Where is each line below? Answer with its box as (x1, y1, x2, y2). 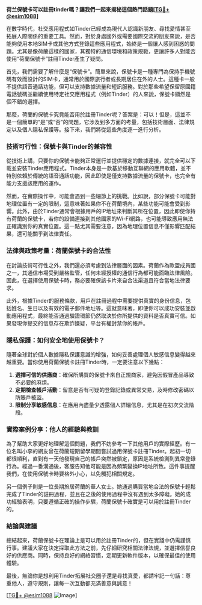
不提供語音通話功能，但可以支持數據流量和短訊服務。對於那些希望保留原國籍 (6, 83, 196, 90)
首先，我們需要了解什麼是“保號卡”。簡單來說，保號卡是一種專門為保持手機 (6, 68, 191, 75)
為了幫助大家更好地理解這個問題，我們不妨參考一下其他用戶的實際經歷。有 (6, 440, 191, 447)
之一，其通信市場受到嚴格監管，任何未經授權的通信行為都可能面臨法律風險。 (6, 269, 196, 276)
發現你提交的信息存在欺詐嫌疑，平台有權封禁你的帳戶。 (11, 319, 148, 327)
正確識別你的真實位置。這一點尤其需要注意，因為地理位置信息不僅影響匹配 (6, 223, 191, 230)
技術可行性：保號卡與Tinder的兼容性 (6, 142, 112, 150)
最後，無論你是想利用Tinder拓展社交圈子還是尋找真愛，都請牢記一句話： (6, 572, 186, 580)
